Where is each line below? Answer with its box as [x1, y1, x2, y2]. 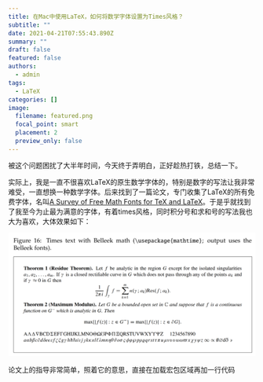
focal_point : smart [15, 120, 79, 129]
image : [8, 104, 30, 112]
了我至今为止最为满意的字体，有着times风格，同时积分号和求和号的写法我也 [8, 207, 253, 216]
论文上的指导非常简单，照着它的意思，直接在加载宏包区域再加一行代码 [8, 365, 236, 375]
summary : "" [8, 38, 47, 46]
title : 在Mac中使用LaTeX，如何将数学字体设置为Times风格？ [8, 13, 184, 20]
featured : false [8, 54, 61, 62]
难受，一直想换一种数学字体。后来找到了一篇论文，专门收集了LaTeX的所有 [8, 187, 249, 197]
